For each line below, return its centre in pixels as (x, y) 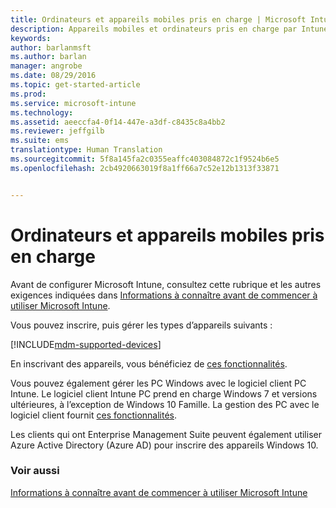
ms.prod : (28, 94)
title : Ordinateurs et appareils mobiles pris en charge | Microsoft (158, 19)
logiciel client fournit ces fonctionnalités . (93, 415)
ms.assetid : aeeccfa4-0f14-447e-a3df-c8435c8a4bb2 (118, 122)
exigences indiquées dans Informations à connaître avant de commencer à (164, 295)
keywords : (31, 38)
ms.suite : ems (40, 141)
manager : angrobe (46, 66)
